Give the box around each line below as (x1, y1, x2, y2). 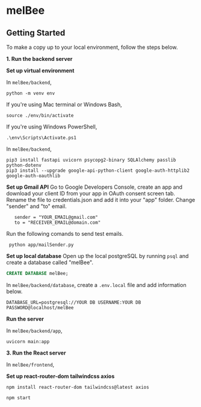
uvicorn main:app (6, 338, 50, 344)
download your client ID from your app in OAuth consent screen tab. (6, 190, 176, 197)
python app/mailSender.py (8, 242, 74, 248)
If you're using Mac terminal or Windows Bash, (6, 101, 122, 108)
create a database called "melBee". (6, 259, 94, 266)
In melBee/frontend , (6, 361, 55, 368)
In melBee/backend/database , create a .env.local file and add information (6, 281, 187, 288)
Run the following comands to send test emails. (6, 230, 123, 237)
